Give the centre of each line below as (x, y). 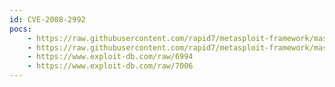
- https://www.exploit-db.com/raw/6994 (110, 57)
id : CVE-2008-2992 (47, 19)
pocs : (20, 29)
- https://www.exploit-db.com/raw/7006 (110, 66)
